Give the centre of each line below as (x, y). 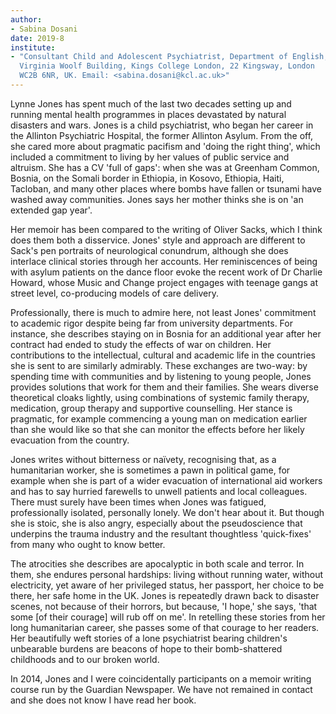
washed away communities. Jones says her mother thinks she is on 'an (157, 199)
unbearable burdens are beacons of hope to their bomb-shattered (146, 648)
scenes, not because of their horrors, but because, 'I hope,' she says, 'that (164, 606)
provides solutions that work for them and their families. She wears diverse (164, 387)
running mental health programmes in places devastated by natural (148, 114)
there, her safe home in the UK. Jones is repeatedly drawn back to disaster (165, 595)
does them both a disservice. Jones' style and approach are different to (158, 240)
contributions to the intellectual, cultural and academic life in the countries (163, 355)
